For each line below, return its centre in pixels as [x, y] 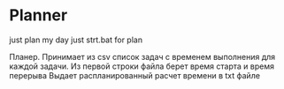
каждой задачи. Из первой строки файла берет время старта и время [142, 66]
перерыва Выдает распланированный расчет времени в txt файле [135, 75]
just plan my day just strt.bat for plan [76, 40]
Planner [38, 15]
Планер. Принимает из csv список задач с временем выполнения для [142, 56]
